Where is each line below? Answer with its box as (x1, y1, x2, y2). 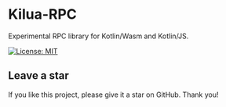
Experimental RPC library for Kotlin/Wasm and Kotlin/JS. (8, 31, 189, 41)
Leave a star (8, 69, 69, 83)
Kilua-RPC (8, 5, 77, 23)
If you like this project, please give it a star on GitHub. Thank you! (8, 90, 219, 99)
